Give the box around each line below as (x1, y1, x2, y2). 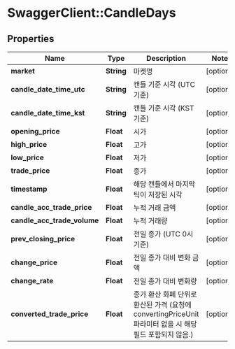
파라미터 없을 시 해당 (133, 320, 197, 329)
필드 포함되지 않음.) (133, 330, 194, 339)
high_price (10, 140, 48, 149)
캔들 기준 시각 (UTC (133, 80, 196, 89)
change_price (10, 257, 58, 267)
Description (146, 54, 187, 63)
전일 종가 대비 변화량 (133, 276, 197, 286)
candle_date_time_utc (10, 85, 85, 94)
